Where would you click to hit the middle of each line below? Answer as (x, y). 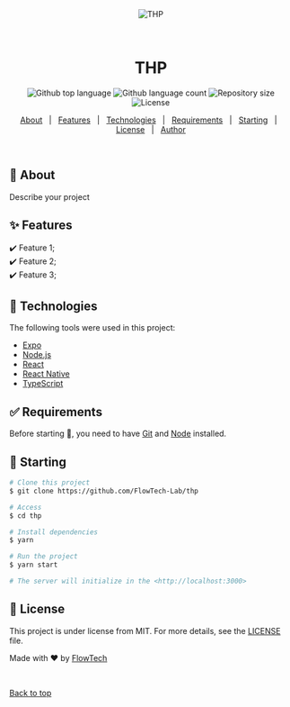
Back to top (31, 693)
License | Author (151, 129)
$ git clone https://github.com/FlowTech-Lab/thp (104, 491)
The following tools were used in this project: (92, 328)
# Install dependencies (54, 532)
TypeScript (43, 384)
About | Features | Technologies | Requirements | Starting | (149, 120)
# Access (26, 507)
